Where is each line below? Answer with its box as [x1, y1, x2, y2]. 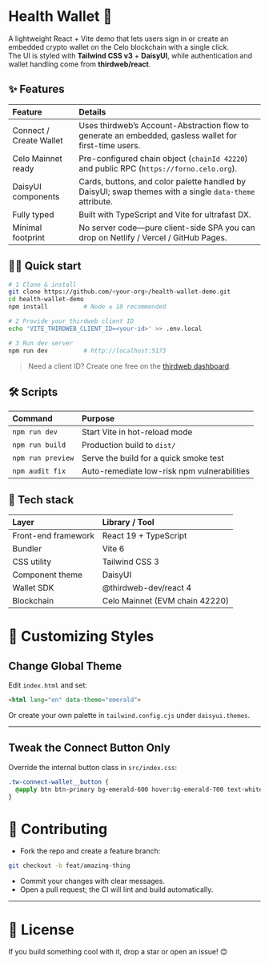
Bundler [12, 543, 42, 555]
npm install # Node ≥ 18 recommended [8, 303, 167, 311]
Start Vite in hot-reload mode [81, 426, 193, 438]
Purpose [81, 413, 115, 424]
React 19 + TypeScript [102, 530, 187, 542]
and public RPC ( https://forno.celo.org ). [78, 163, 238, 174]
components [12, 191, 60, 202]
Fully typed [12, 208, 54, 220]
